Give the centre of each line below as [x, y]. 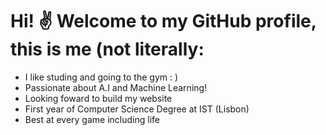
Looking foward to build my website [98, 98]
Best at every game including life [92, 119]
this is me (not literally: [107, 49]
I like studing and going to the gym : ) [101, 77]
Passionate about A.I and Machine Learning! [116, 87]
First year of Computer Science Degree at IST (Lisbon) [137, 109]
